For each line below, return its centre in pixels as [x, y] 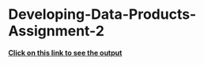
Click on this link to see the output [65, 52]
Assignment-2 [57, 31]
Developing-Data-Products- [102, 14]
